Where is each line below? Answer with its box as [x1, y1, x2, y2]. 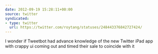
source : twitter [5, 12, 38, 16]
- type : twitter [5, 20, 38, 26]
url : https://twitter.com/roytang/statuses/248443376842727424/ [9, 25, 142, 30]
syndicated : [5, 16, 29, 21]
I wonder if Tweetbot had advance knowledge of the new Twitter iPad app [5, 38, 153, 44]
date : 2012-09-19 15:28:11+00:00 [5, 7, 73, 12]
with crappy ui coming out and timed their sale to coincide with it [5, 43, 135, 49]
